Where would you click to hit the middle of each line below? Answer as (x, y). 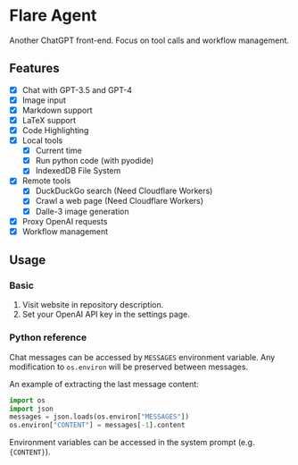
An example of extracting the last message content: (104, 384)
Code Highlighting (55, 130)
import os (28, 400)
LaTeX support (49, 120)
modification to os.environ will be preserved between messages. (128, 367)
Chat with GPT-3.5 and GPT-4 (77, 89)
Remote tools (46, 181)
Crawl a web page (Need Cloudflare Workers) (119, 201)
